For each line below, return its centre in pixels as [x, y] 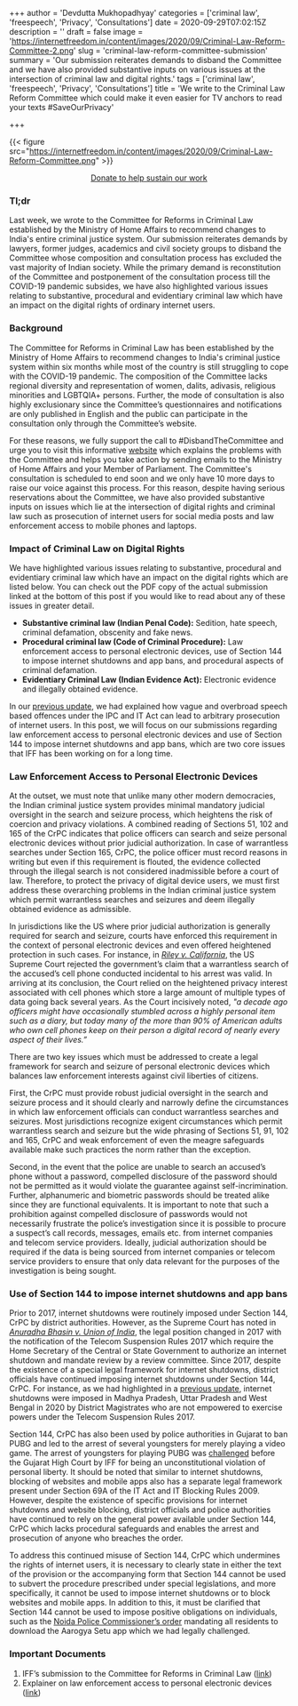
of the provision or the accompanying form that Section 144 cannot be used [148, 1574]
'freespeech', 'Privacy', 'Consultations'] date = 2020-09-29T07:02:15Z [138, 22]
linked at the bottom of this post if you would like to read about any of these [147, 596]
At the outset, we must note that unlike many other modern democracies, [143, 796]
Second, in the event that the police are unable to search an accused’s [137, 1167]
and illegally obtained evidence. [80, 689]
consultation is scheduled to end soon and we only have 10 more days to [142, 478]
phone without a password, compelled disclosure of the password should [143, 1176]
